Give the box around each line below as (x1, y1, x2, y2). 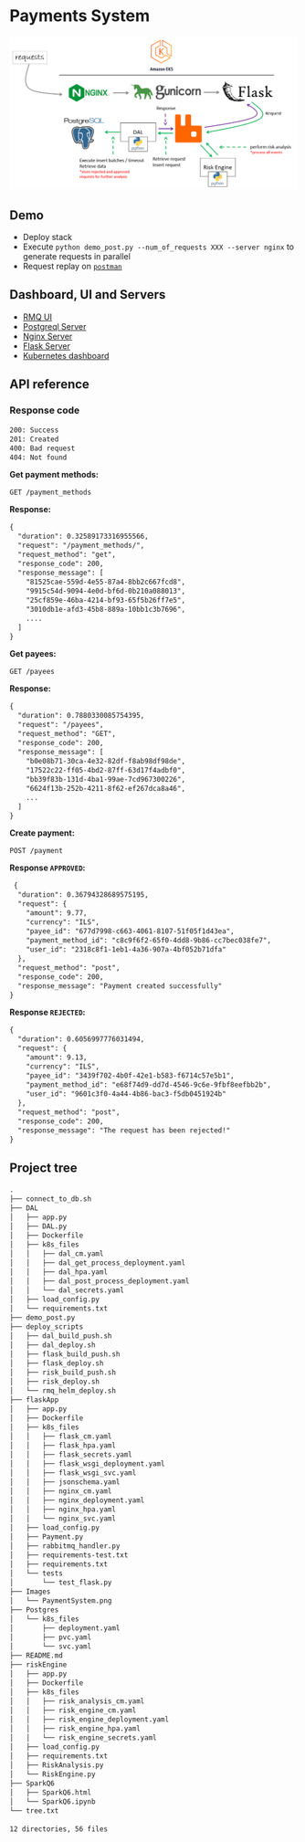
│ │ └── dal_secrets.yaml (9, 1286, 125, 1295)
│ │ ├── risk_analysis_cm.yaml (9, 1697, 145, 1706)
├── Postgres (9, 1605, 59, 1615)
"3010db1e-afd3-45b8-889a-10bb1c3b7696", (26, 605, 185, 615)
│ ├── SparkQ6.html (9, 1788, 92, 1797)
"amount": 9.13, (26, 1053, 89, 1062)
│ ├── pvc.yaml (9, 1633, 92, 1642)
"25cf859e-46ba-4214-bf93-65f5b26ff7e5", (26, 595, 185, 605)
